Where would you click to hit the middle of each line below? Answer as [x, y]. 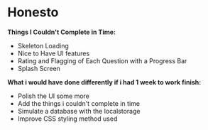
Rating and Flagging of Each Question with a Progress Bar [102, 60]
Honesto [33, 12]
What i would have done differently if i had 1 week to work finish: [104, 82]
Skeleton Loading [43, 45]
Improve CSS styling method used [67, 119]
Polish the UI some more [54, 96]
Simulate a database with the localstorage [79, 111]
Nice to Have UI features [54, 53]
